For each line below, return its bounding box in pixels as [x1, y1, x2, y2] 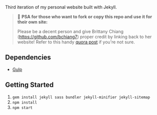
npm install [12, 100, 37, 105]
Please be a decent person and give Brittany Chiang [17, 29, 124, 34]
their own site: [17, 19, 48, 25]
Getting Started [5, 81, 54, 89]
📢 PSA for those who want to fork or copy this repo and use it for [17, 14, 153, 19]
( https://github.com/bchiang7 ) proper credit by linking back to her [17, 34, 152, 39]
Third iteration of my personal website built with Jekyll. [5, 4, 117, 10]
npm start [12, 105, 33, 110]
